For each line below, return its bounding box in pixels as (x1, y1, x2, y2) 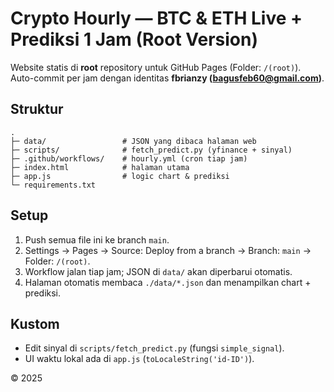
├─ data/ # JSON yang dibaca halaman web (10, 136, 257, 146)
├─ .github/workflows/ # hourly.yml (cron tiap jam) (10, 153, 248, 164)
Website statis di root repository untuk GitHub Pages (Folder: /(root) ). (10, 61, 302, 73)
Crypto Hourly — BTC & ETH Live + (10, 7, 303, 30)
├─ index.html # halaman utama (10, 162, 190, 172)
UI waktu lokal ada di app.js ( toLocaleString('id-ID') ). (24, 353, 255, 365)
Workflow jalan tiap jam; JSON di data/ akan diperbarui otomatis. (24, 265, 293, 277)
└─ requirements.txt (10, 180, 97, 190)
